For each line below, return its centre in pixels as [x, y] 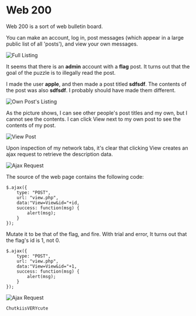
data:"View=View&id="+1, [47, 266]
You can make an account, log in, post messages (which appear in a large [95, 37]
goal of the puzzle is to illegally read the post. [61, 72]
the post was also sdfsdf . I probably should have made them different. [91, 90]
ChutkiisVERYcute [27, 308]
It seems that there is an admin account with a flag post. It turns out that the [98, 66]
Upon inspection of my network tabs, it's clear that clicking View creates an [97, 148]
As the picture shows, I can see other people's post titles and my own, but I [97, 113]
